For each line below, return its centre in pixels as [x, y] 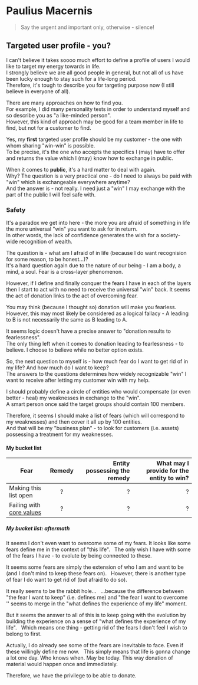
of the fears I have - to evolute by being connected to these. [79, 556]
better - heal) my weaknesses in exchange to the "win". [73, 398]
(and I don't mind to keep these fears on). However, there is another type [96, 573]
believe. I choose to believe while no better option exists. [75, 350]
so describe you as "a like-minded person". [59, 115]
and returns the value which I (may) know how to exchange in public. [90, 158]
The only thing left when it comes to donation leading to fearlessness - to [95, 344]
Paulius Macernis [49, 11]
